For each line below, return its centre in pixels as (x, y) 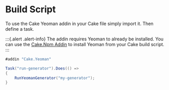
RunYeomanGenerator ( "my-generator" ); (55, 78)
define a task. (20, 29)
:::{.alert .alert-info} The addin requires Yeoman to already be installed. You (84, 39)
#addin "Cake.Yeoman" (28, 59)
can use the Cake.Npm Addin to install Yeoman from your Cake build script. (85, 44)
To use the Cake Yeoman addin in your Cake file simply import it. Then (79, 24)
